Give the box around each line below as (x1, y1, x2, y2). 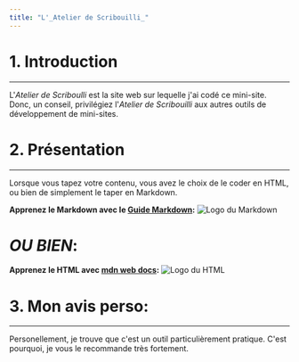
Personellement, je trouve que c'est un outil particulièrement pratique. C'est (9, 333, 287, 344)
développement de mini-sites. (9, 108, 118, 119)
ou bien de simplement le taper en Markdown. (9, 186, 178, 197)
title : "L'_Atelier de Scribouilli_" (9, 12, 149, 22)
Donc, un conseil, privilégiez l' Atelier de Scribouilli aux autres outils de (9, 99, 267, 110)
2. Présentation (9, 139, 125, 160)
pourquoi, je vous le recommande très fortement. (9, 343, 190, 354)
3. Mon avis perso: (9, 296, 149, 317)
